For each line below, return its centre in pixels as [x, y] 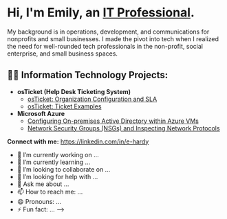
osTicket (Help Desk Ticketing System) [74, 91]
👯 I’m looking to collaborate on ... [64, 169]
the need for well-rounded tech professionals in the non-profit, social [105, 46]
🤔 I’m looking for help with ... [57, 176]
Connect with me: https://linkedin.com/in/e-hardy [78, 141]
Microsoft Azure [41, 113]
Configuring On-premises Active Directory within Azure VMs [113, 121]
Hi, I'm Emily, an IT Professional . [101, 13]
